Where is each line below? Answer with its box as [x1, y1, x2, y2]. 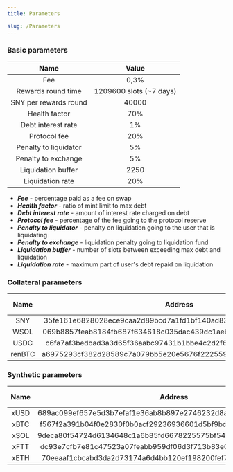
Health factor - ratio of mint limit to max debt [17, 201, 147, 210]
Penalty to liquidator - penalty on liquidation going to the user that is [17, 223, 215, 232]
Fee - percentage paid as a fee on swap [17, 194, 132, 202]
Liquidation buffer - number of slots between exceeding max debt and [17, 245, 221, 253]
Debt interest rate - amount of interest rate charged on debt [17, 208, 189, 217]
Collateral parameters [7, 278, 83, 287]
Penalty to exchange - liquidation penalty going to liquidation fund [17, 238, 209, 246]
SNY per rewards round [10, 98, 88, 107]
